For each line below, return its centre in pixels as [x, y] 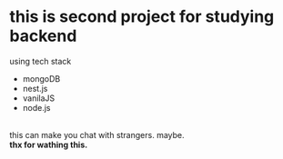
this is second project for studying [142, 17]
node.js [37, 107]
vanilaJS [39, 98]
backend [43, 36]
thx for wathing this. [49, 144]
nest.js [35, 88]
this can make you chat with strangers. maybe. [97, 134]
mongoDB [41, 78]
